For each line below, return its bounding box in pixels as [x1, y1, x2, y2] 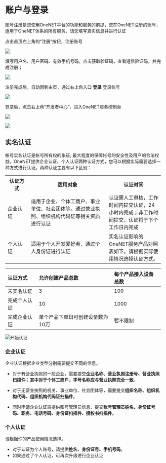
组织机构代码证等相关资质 [41, 213, 100, 220]
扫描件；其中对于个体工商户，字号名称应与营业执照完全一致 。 [12, 377, 138, 383]
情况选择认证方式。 [113, 255, 159, 262]
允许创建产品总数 [39, 274, 79, 281]
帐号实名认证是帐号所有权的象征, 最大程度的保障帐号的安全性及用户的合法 [5, 152, 155, 158]
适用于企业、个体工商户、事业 [31, 198, 100, 205]
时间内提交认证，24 [108, 201, 155, 208]
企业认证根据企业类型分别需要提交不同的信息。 [5, 360, 100, 366]
